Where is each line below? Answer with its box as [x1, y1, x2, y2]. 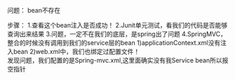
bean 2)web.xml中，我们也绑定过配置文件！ [13, 48, 140, 55]
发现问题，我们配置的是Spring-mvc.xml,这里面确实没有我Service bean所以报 [7, 56, 229, 65]
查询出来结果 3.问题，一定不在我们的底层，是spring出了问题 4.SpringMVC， [7, 30, 227, 38]
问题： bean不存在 [7, 6, 61, 14]
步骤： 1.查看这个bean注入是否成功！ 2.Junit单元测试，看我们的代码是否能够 [7, 21, 228, 29]
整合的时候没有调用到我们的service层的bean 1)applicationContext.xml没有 [7, 39, 221, 47]
